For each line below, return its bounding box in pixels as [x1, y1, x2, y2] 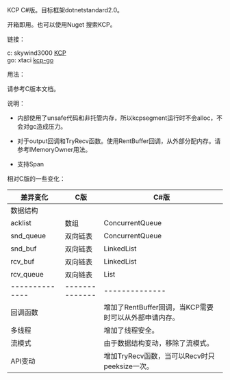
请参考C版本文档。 [7, 85, 60, 92]
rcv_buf [10, 257, 35, 266]
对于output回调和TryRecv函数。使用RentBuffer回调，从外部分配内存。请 [16, 137, 221, 145]
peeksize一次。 [103, 362, 154, 371]
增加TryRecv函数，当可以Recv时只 [103, 351, 215, 361]
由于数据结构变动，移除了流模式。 [103, 338, 214, 348]
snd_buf [10, 244, 37, 253]
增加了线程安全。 [103, 326, 159, 335]
